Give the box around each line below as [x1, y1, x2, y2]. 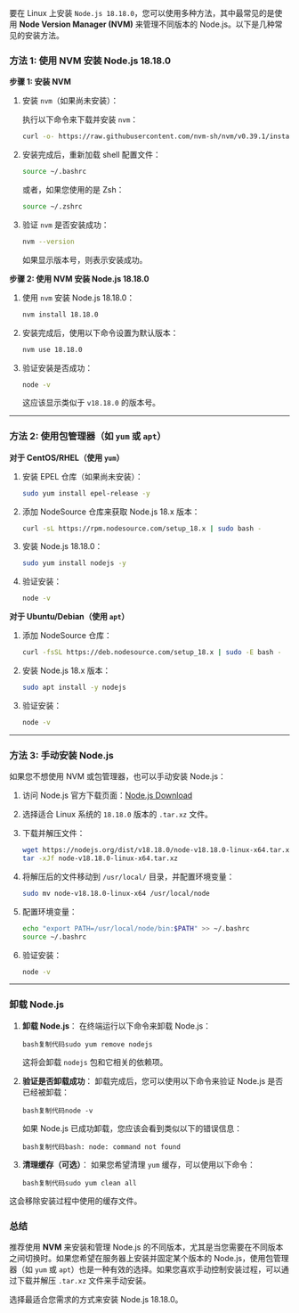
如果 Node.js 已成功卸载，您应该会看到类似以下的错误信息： [21, 1122, 243, 1134]
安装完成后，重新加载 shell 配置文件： [21, 150, 162, 160]
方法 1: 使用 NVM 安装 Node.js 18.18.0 [9, 54, 172, 67]
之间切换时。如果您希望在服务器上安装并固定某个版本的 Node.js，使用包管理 [9, 1252, 289, 1263]
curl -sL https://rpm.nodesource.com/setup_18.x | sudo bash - [21, 524, 263, 533]
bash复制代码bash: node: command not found [21, 1142, 181, 1152]
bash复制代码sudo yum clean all [21, 1178, 137, 1187]
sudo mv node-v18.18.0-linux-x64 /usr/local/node [21, 889, 211, 898]
